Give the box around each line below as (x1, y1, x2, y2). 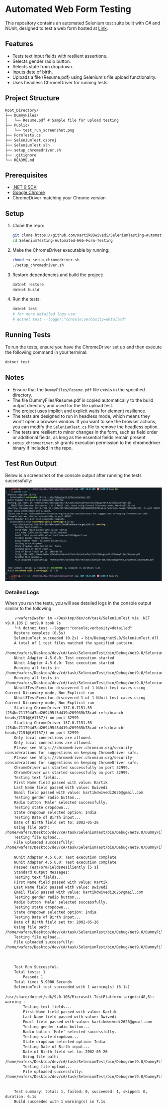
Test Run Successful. (14, 964, 59, 969)
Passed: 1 (23, 974, 43, 979)
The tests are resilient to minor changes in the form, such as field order (12, 429, 158, 435)
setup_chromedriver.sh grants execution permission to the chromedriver (12, 440, 161, 446)
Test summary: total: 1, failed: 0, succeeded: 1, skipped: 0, (14, 1089, 148, 1094)
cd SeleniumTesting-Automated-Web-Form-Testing (12, 238, 113, 243)
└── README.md (5, 158, 35, 162)
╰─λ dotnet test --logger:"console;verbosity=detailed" (14, 626, 133, 631)
